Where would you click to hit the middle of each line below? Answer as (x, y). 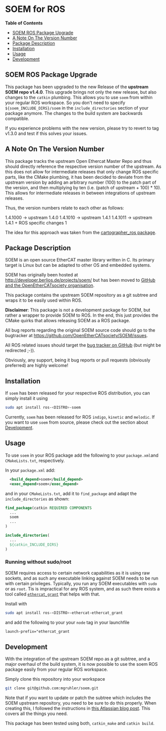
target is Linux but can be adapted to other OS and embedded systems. (78, 265)
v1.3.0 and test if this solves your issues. (46, 133)
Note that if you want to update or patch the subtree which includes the (78, 698)
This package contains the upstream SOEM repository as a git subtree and (81, 295)
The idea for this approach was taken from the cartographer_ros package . (81, 232)
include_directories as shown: (37, 498)
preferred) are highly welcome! (37, 365)
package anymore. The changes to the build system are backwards (74, 113)
